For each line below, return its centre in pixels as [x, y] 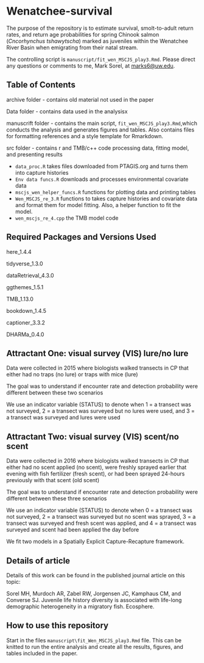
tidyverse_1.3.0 [25, 264]
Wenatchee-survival [59, 11]
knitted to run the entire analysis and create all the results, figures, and [95, 647]
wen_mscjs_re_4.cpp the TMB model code [67, 218]
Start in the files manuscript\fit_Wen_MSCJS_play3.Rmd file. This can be [94, 640]
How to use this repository [58, 626]
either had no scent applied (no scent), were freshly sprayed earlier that [97, 468]
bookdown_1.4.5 [26, 310]
